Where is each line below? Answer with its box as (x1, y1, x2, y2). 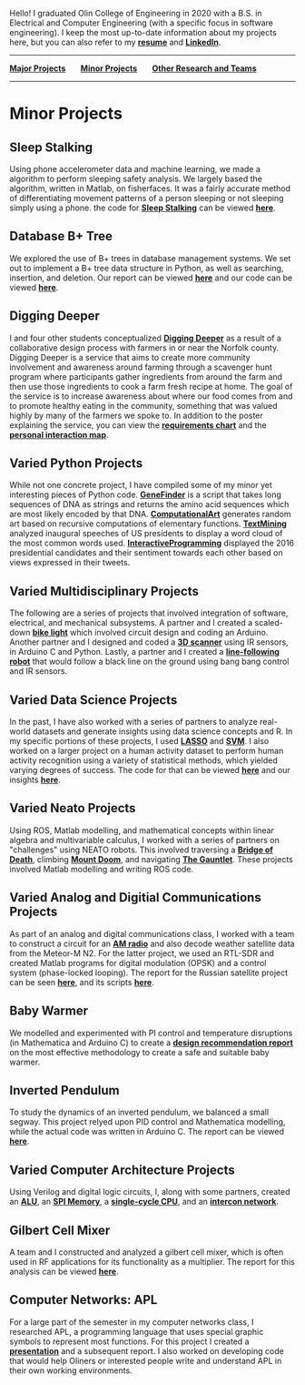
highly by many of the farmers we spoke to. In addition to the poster (9, 410, 263, 421)
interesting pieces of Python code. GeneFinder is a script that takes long (9, 489, 281, 500)
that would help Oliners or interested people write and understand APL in (9, 1355, 282, 1366)
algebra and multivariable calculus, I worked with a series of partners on (9, 834, 280, 845)
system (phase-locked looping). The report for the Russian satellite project (9, 967, 289, 978)
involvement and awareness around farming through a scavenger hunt (9, 362, 272, 372)
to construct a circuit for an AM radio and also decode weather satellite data (9, 938, 295, 949)
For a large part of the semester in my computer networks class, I (9, 1316, 254, 1328)
